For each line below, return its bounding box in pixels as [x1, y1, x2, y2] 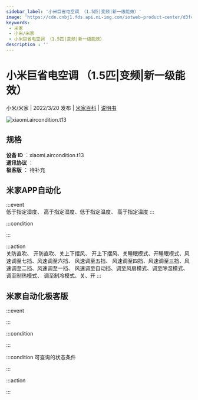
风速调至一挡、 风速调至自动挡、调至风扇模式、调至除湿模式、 [37, 265, 189, 272]
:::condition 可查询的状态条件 [6, 354, 77, 361]
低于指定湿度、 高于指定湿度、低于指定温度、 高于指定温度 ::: [6, 208, 154, 216]
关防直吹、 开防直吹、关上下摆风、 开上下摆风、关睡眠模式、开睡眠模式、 [6, 250, 184, 257]
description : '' [6, 42, 49, 48]
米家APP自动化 [6, 186, 61, 196]
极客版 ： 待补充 [6, 166, 45, 173]
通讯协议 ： [6, 159, 34, 166]
